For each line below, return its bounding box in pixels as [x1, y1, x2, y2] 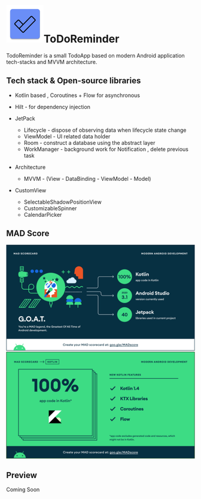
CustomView [14, 186, 47, 193]
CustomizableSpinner [23, 204, 77, 211]
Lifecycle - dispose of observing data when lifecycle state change [23, 126, 187, 134]
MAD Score [6, 228, 50, 238]
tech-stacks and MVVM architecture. [6, 58, 98, 65]
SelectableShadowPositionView [23, 198, 102, 205]
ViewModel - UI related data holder [23, 132, 111, 140]
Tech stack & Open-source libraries [6, 75, 141, 86]
